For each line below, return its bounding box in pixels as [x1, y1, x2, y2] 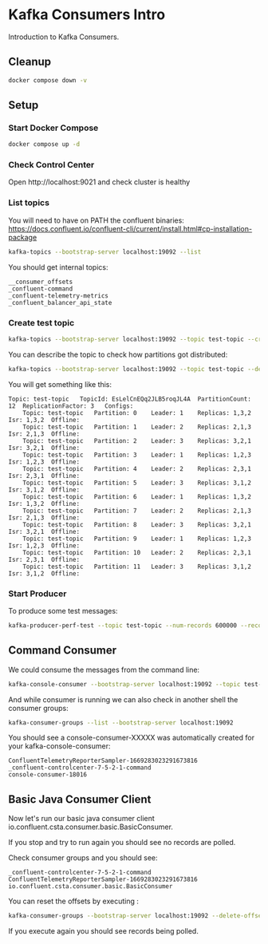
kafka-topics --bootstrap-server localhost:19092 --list [8, 247, 202, 256]
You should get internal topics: [8, 262, 108, 272]
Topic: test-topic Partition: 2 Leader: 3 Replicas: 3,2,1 [22, 436, 251, 444]
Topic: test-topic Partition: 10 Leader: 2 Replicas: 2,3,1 [22, 548, 251, 556]
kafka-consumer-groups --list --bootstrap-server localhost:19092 [8, 718, 234, 727]
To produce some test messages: [8, 606, 118, 615]
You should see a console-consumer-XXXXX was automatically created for [8, 733, 255, 743]
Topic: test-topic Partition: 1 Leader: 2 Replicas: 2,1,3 [22, 423, 251, 431]
